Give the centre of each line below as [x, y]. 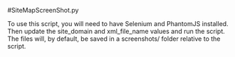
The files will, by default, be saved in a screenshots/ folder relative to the [114, 39]
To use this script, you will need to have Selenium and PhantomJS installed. [118, 24]
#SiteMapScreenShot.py [43, 10]
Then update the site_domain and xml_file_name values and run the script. [116, 31]
